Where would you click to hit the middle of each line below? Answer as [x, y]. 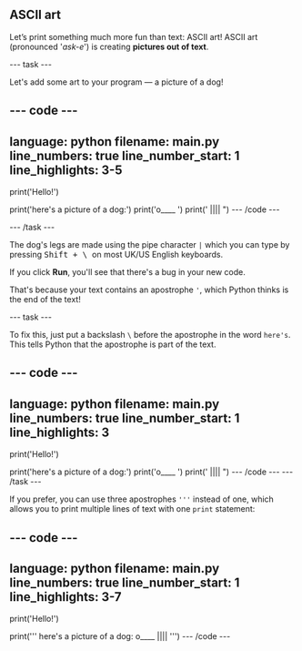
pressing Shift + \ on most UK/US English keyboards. [116, 255]
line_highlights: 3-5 [66, 170]
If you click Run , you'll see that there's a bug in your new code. [127, 272]
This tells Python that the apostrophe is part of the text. [113, 344]
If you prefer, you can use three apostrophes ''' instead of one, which [142, 499]
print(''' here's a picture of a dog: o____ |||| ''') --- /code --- [120, 636]
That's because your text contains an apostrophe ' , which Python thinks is [149, 290]
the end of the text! [45, 300]
